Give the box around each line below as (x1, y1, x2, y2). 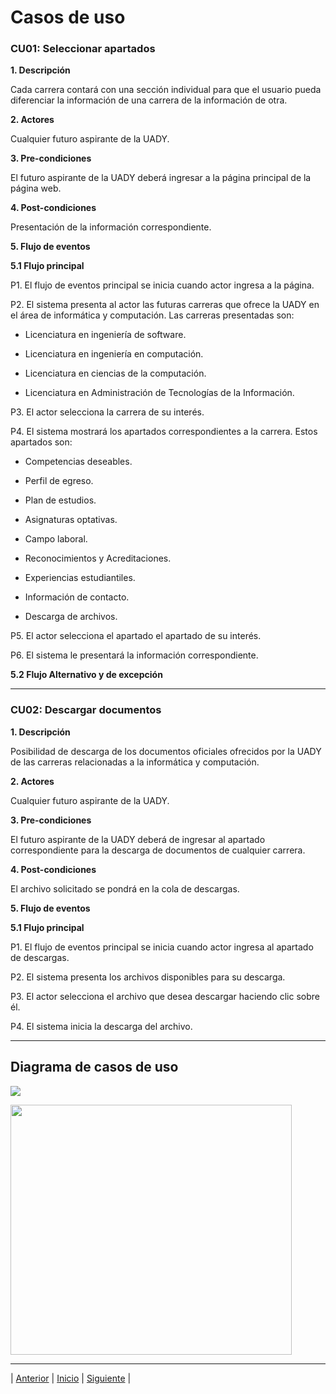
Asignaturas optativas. (24, 514, 118, 526)
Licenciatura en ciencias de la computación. (24, 367, 207, 380)
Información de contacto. (24, 591, 130, 603)
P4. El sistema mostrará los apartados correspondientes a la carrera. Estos (10, 426, 318, 438)
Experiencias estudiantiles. (24, 572, 136, 584)
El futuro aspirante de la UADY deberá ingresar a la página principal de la (10, 172, 312, 184)
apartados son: (10, 436, 73, 448)
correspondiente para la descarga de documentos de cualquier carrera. (10, 844, 306, 856)
